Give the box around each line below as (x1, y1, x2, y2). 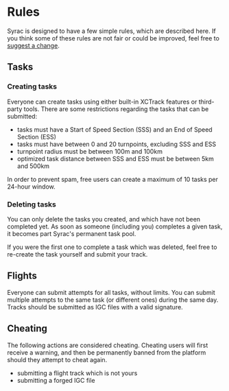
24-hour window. (7, 182, 56, 191)
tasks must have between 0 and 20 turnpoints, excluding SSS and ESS (16, 140, 217, 148)
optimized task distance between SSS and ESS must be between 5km (16, 154, 215, 163)
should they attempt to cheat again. (7, 355, 108, 364)
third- (198, 97, 215, 106)
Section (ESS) (16, 132, 57, 141)
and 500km (16, 162, 50, 170)
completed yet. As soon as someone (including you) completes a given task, (7, 222, 223, 230)
